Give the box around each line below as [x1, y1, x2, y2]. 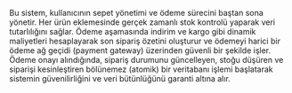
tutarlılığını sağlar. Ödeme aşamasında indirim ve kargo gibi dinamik [9, 27, 256, 36]
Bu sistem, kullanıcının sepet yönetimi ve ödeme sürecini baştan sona [9, 8, 264, 18]
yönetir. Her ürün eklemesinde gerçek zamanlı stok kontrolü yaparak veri [9, 17, 276, 27]
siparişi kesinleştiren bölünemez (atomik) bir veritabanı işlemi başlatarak [9, 64, 273, 74]
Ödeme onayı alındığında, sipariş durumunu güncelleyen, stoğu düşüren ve [9, 55, 284, 65]
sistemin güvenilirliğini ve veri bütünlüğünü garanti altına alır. [9, 74, 231, 83]
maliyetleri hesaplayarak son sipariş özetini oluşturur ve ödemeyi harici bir [9, 35, 280, 46]
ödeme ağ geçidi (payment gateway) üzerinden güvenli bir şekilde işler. [9, 45, 272, 56]
